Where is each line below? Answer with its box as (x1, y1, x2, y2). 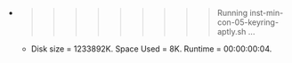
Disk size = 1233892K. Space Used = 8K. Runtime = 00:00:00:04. (30, 43, 272, 54)
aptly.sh (216, 27, 247, 36)
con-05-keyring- (216, 17, 279, 28)
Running (216, 8, 248, 18)
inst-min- (248, 8, 284, 18)
